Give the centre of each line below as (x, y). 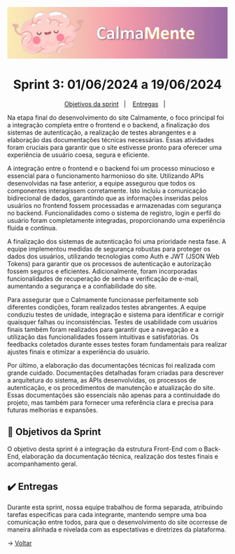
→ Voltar (20, 543)
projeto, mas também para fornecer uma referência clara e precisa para (111, 403)
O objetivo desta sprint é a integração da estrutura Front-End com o (105, 449)
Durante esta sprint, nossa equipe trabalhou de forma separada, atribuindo (115, 507)
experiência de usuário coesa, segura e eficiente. (78, 155)
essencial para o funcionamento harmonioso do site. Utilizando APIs (106, 176)
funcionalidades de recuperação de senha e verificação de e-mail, (103, 279)
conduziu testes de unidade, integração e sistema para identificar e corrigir (116, 314)
